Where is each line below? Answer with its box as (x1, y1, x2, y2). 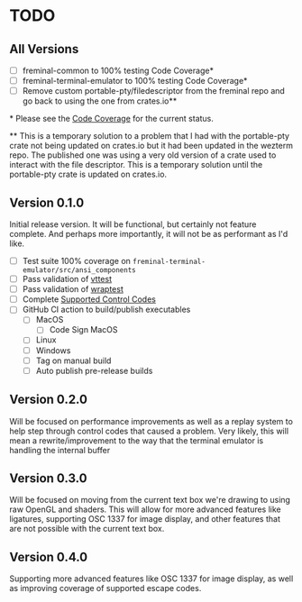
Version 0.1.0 (9, 195, 85, 210)
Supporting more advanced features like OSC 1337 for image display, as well (9, 573, 294, 584)
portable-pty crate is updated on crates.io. (9, 169, 168, 180)
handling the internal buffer (9, 444, 111, 455)
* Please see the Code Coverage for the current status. (9, 114, 215, 124)
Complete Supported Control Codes (22, 294, 156, 305)
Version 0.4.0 (9, 549, 88, 564)
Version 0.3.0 (9, 470, 87, 486)
